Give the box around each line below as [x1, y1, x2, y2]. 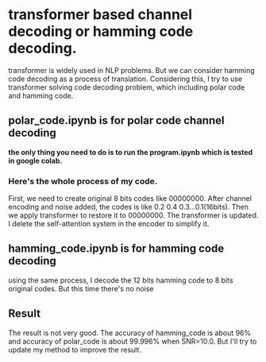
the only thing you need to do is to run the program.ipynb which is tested [8, 147, 253, 156]
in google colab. [8, 156, 63, 165]
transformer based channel [8, 6, 193, 24]
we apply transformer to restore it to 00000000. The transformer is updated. [8, 210, 259, 220]
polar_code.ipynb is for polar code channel [8, 114, 225, 128]
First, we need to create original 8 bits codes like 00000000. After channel [8, 194, 253, 203]
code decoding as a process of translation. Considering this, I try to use [8, 74, 243, 83]
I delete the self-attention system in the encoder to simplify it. [8, 219, 210, 229]
